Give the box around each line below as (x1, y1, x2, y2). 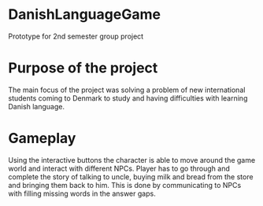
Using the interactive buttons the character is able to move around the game (8, 155, 256, 164)
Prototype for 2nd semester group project (8, 31, 144, 41)
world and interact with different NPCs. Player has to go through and (8, 164, 230, 173)
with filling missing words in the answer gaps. (8, 189, 156, 198)
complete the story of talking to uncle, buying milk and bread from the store (8, 171, 254, 182)
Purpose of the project (8, 59, 158, 77)
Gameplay (8, 130, 76, 147)
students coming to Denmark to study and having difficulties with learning (8, 93, 248, 103)
